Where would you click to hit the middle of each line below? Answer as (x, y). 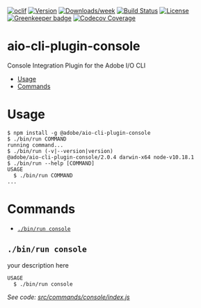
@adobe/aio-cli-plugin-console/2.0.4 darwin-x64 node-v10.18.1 (101, 157)
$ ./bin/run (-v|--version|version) (60, 151)
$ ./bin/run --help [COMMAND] (51, 163)
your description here (38, 265)
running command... (35, 145)
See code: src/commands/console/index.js (69, 297)
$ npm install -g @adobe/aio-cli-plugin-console (79, 133)
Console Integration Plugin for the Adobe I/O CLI (77, 65)
